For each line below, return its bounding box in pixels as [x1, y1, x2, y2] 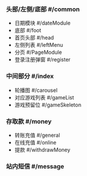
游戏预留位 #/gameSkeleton [14, 101, 82, 108]
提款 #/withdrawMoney [14, 146, 71, 153]
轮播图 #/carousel [14, 87, 58, 94]
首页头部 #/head [14, 34, 54, 42]
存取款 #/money [6, 117, 52, 125]
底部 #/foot [14, 27, 41, 34]
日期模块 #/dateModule [14, 19, 71, 27]
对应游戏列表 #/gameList [14, 94, 74, 101]
